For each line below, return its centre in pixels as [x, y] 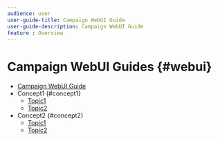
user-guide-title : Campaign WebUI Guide [66, 20]
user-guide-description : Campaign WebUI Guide [75, 26]
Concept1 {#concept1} [49, 93]
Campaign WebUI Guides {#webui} [110, 67]
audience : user [29, 13]
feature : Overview [35, 33]
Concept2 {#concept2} [50, 115]
